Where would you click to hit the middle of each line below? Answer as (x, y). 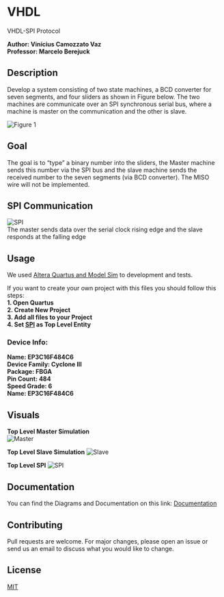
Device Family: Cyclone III (44, 364)
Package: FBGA (30, 372)
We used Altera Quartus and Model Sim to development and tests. (100, 275)
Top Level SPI (27, 466)
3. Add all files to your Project (50, 317)
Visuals (23, 415)
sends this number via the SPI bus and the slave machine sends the (102, 170)
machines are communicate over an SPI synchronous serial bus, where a (109, 104)
